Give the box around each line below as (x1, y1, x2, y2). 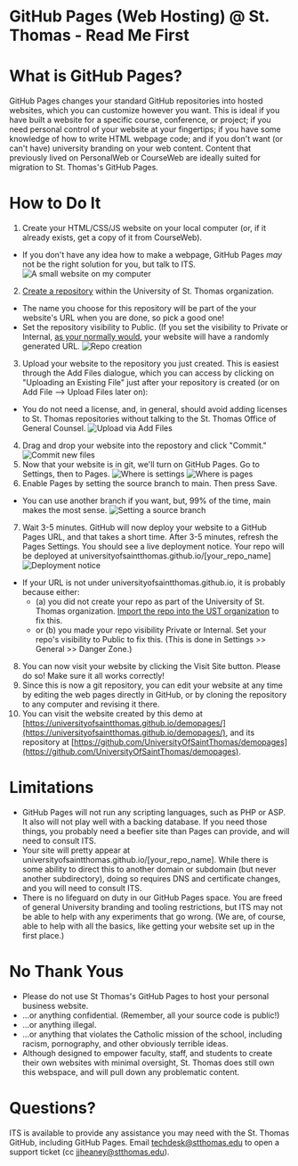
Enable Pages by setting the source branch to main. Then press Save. (21, 478, 278, 489)
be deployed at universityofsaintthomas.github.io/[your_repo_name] (21, 550, 271, 561)
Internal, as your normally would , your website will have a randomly (21, 332, 270, 343)
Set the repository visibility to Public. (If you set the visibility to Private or (21, 322, 289, 333)
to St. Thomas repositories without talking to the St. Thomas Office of (21, 413, 278, 425)
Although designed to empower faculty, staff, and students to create (21, 1047, 273, 1058)
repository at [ (21, 737, 75, 748)
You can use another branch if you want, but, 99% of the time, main (21, 495, 271, 506)
